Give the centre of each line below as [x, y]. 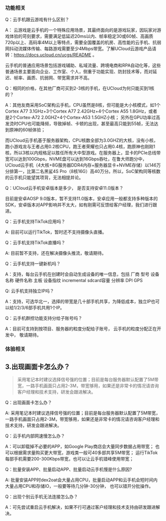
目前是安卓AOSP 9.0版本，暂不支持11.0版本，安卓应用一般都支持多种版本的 [82, 199]
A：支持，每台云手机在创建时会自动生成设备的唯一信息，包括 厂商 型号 [77, 274]
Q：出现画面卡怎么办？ [28, 403]
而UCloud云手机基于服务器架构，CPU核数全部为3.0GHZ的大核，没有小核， [82, 140]
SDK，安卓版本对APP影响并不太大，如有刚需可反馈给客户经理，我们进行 [79, 205]
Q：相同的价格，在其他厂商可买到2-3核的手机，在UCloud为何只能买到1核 [80, 88]
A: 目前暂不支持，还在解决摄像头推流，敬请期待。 [56, 253]
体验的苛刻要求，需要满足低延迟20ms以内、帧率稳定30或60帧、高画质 [81, 36]
